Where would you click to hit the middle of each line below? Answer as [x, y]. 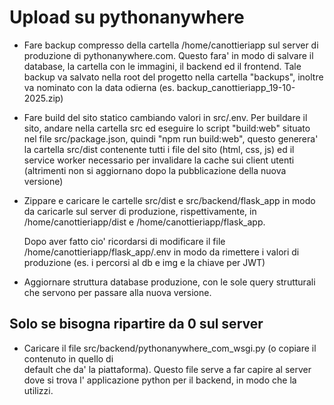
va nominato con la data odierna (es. [99, 87]
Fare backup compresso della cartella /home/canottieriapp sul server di [171, 45]
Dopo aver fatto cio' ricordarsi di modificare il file [124, 241]
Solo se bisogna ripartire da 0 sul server [136, 324]
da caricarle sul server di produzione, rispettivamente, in [140, 211]
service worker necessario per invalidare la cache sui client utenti [159, 160]
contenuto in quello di [68, 358]
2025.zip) [43, 98]
